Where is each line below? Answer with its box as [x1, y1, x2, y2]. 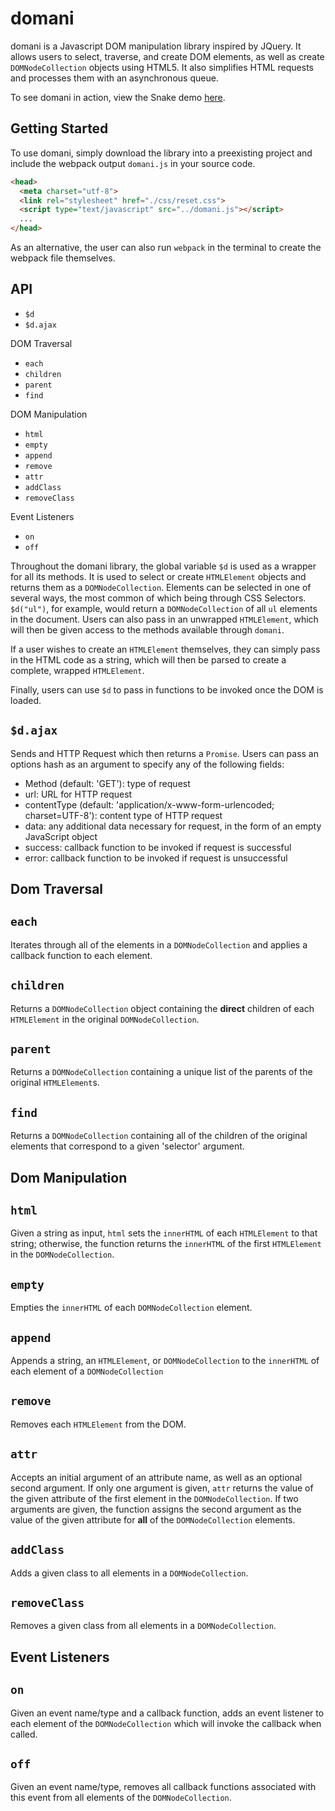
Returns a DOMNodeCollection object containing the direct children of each [10, 1002, 315, 1014]
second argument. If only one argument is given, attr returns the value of [10, 1482, 314, 1494]
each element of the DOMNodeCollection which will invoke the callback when [10, 1717, 322, 1729]
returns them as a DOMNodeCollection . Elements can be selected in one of [10, 581, 312, 593]
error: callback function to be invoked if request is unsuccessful [24, 852, 288, 864]
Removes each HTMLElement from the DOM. [10, 1418, 187, 1430]
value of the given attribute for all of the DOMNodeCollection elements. [10, 1513, 296, 1526]
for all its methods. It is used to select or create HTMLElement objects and [10, 570, 307, 582]
